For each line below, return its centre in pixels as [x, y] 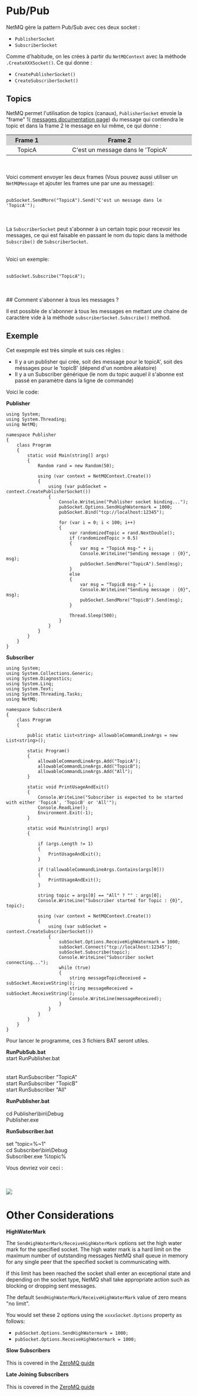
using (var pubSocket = [77, 486]
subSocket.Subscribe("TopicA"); [46, 276]
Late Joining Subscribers [37, 1374]
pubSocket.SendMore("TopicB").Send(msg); [131, 600]
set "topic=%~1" [26, 1143]
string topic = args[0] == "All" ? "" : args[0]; [100, 895]
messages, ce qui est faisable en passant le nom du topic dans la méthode [97, 235]
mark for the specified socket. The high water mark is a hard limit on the [94, 1249]
